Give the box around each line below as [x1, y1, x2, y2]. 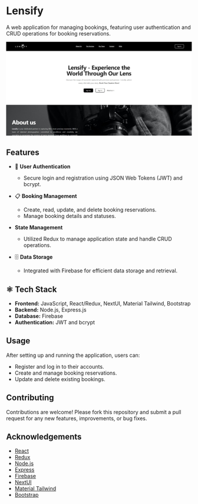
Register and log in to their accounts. [14, 363, 104, 370]
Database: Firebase [14, 313, 64, 320]
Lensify [6, 4, 44, 18]
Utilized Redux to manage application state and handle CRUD [23, 235, 172, 243]
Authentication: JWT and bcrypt [14, 319, 95, 326]
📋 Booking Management [14, 193, 77, 200]
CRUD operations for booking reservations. [6, 30, 111, 37]
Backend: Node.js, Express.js [14, 306, 87, 314]
